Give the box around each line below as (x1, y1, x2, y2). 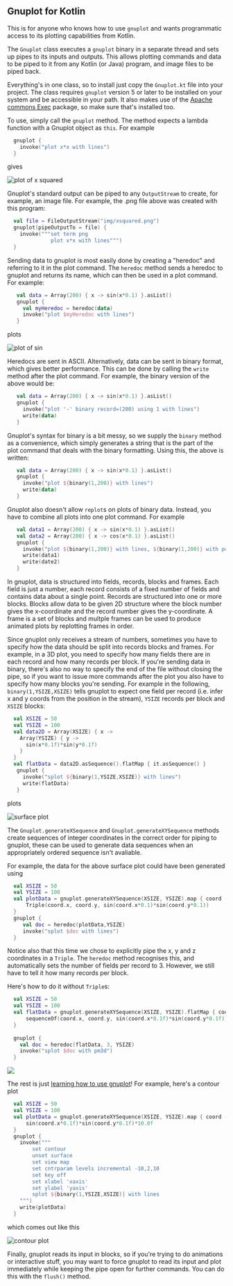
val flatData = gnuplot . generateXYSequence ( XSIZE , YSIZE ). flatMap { (13, 1008, 216, 1016)
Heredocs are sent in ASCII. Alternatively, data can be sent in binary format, (7, 357, 223, 366)
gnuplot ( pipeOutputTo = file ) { (13, 224, 107, 232)
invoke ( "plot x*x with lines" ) (19, 143, 110, 150)
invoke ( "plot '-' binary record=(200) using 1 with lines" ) (22, 405, 200, 412)
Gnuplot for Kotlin (7, 6, 86, 17)
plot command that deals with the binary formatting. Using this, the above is (7, 446, 224, 454)
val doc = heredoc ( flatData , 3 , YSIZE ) (19, 1041, 135, 1048)
